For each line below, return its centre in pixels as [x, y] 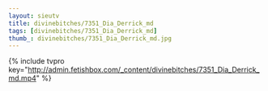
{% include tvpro [36, 61]
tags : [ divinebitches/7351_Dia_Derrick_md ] [83, 31]
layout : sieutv [34, 16]
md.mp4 [22, 78]
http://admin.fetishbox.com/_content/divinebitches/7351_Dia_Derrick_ [144, 70]
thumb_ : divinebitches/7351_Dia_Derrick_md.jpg [90, 38]
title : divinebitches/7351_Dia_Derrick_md [81, 23]
